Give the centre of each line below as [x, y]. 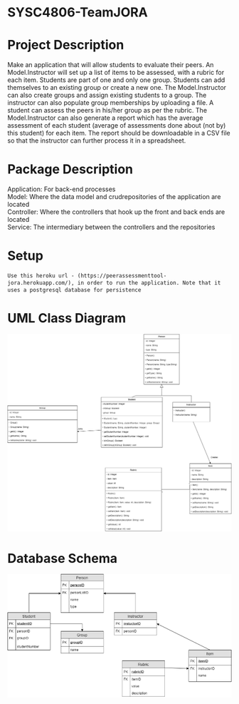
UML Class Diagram [67, 318]
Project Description [66, 45]
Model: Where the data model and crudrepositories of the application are [114, 197]
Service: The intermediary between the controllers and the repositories [111, 227]
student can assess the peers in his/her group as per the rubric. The [107, 111]
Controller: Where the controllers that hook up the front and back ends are [116, 212]
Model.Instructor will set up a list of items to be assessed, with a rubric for [116, 73]
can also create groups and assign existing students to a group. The [107, 95]
